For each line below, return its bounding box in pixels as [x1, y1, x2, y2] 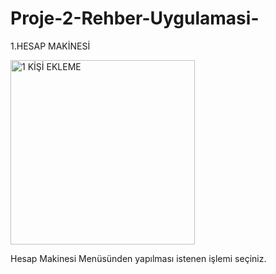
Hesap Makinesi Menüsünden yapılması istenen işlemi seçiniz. [10, 252, 267, 264]
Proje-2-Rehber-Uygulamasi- [10, 7, 260, 30]
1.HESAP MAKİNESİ [10, 40, 91, 52]
